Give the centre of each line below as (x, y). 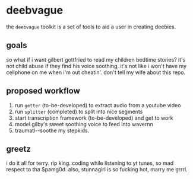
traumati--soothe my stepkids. (52, 130)
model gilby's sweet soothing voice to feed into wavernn (84, 124)
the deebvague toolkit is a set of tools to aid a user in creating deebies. (91, 27)
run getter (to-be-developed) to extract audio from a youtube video (98, 105)
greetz (19, 149)
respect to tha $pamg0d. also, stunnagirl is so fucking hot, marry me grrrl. (97, 170)
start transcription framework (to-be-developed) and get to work (94, 118)
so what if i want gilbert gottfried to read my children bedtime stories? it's (96, 59)
